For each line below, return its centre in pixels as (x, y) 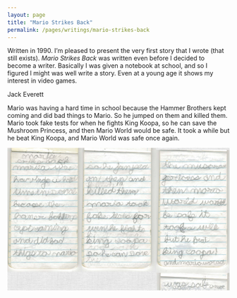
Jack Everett (26, 95)
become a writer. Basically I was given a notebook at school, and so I (108, 66)
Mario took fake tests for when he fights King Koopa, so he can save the (112, 123)
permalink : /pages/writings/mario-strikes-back (79, 30)
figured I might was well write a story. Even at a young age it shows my (110, 73)
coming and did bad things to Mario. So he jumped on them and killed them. (117, 116)
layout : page (26, 15)
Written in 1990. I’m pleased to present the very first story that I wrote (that (116, 51)
